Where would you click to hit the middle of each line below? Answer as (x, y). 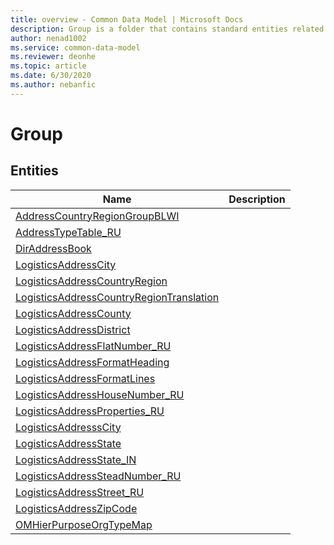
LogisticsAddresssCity (68, 427)
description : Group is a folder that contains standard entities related (167, 29)
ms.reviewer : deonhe (53, 57)
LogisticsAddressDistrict (73, 329)
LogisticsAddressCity (66, 264)
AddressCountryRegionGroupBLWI (97, 216)
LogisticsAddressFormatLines (85, 378)
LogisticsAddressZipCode (76, 508)
